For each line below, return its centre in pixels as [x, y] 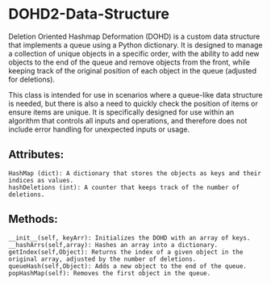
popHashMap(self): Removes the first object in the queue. [110, 273]
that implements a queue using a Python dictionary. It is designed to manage [135, 44]
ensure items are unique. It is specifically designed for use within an [121, 112]
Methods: [33, 219]
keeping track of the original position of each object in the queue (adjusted [132, 70]
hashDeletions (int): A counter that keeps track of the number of [124, 187]
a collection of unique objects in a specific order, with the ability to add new [134, 53]
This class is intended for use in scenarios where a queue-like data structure [135, 94]
